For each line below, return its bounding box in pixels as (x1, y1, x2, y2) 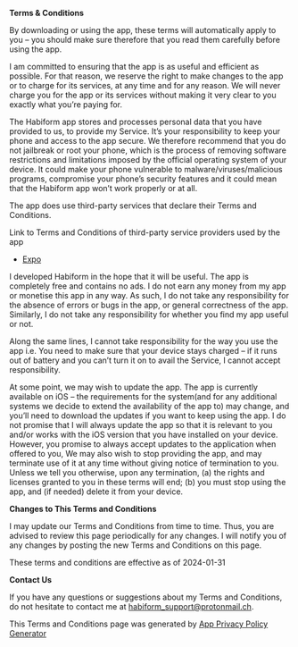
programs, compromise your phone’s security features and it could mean (9, 173, 277, 184)
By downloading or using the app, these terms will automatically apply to (9, 25, 277, 35)
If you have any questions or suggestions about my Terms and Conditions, (9, 592, 283, 602)
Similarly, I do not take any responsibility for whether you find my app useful (9, 309, 289, 320)
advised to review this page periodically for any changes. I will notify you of (9, 531, 287, 541)
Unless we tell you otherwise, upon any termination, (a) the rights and (9, 467, 265, 477)
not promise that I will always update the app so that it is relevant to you (9, 420, 273, 430)
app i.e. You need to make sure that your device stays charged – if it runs (9, 346, 278, 356)
